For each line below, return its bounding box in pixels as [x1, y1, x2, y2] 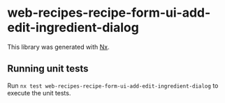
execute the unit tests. [7, 88, 71, 97]
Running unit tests [7, 63, 89, 74]
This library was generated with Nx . [7, 42, 110, 51]
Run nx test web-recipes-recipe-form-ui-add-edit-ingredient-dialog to [7, 81, 219, 90]
